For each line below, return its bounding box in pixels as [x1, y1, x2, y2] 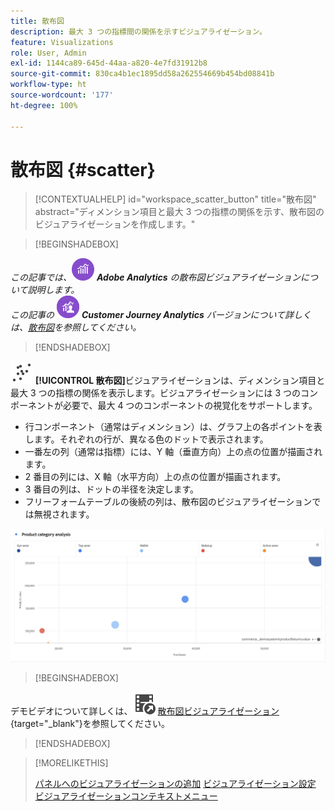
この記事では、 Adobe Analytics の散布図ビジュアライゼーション [10, 271, 301, 284]
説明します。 [27, 284, 80, 296]
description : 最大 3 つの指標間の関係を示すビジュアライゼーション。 [10, 26, 267, 37]
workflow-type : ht [10, 80, 87, 90]
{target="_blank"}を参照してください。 [10, 717, 170, 729]
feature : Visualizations [10, 37, 114, 47]
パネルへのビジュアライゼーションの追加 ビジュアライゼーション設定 [34, 777, 317, 789]
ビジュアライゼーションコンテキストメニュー [34, 790, 218, 802]
